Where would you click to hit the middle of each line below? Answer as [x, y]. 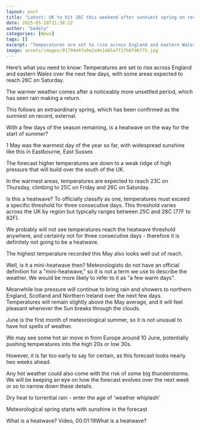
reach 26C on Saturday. [35, 80]
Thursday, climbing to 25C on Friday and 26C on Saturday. [78, 187]
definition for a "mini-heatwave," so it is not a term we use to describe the [97, 271]
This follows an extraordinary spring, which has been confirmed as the [93, 109]
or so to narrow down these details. [50, 386]
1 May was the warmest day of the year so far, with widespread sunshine [96, 145]
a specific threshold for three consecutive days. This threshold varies [91, 205]
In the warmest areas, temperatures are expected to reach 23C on [87, 181]
